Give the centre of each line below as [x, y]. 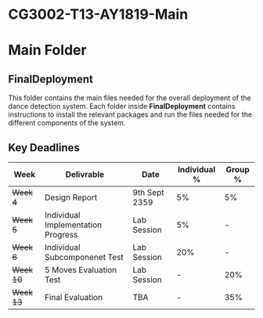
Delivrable [85, 174]
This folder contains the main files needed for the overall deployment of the [130, 98]
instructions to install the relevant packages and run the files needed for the [130, 114]
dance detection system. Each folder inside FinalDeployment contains [122, 107]
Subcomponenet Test [84, 257]
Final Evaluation [74, 297]
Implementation [73, 225]
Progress [61, 235]
